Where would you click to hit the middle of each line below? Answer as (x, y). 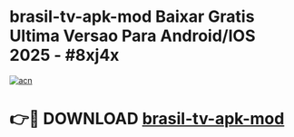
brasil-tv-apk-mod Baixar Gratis (132, 17)
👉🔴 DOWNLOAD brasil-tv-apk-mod (147, 119)
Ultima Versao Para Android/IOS (132, 36)
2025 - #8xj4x (64, 55)
